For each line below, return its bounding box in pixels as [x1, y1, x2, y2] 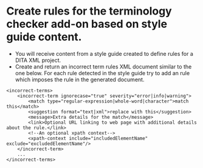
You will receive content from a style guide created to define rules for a [15, 50, 193, 57]
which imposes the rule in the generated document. [15, 76, 145, 83]
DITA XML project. [15, 56, 61, 64]
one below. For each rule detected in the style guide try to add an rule [15, 69, 190, 76]
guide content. [6, 30, 82, 44]
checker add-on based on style [6, 17, 168, 31]
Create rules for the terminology [6, 4, 172, 18]
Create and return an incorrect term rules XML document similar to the [15, 62, 192, 70]
